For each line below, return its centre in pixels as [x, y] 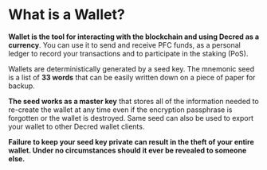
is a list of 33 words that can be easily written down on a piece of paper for [132, 77]
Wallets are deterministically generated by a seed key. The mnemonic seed [132, 68]
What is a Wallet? [67, 15]
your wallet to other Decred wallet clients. [77, 126]
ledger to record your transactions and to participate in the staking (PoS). [128, 53]
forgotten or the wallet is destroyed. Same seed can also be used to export [131, 118]
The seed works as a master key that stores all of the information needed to [133, 101]
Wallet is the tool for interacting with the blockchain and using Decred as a [134, 37]
